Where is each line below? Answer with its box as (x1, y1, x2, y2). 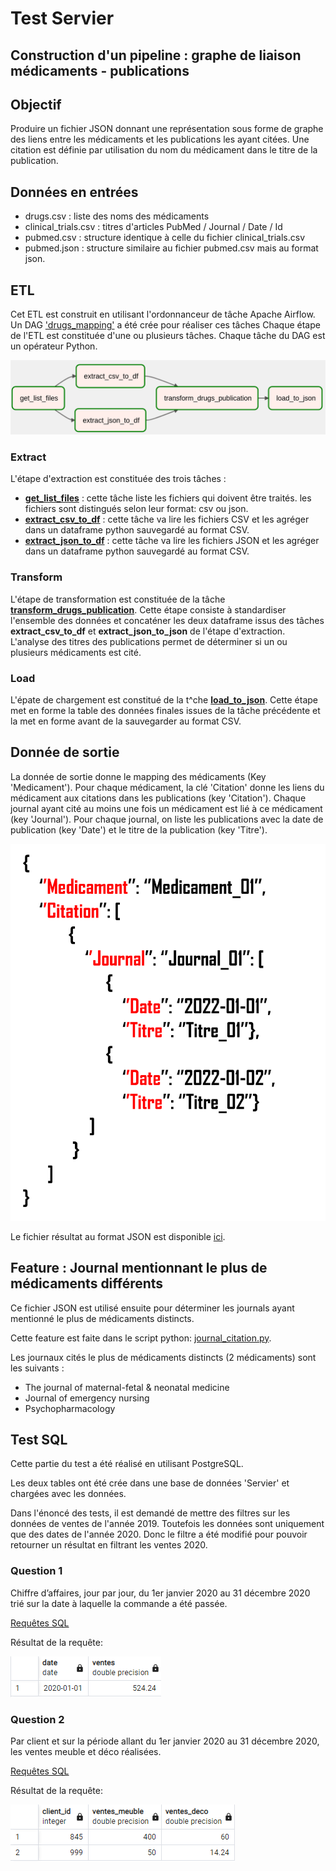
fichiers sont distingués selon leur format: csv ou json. (24, 503, 249, 515)
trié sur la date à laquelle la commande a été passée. (10, 1597, 228, 1609)
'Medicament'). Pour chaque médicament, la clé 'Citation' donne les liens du (10, 781, 325, 793)
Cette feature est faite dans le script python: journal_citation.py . (10, 1332, 272, 1344)
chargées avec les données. (10, 1488, 127, 1500)
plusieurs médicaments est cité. (10, 646, 142, 658)
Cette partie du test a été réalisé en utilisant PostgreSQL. (10, 1458, 244, 1470)
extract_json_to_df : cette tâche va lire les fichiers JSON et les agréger (24, 535, 320, 547)
